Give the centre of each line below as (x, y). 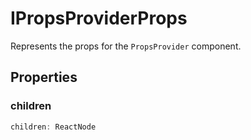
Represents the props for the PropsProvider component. (126, 46)
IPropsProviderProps (99, 18)
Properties (44, 77)
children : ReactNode (53, 127)
